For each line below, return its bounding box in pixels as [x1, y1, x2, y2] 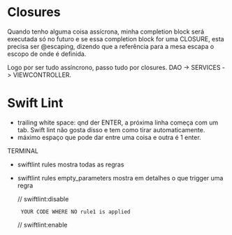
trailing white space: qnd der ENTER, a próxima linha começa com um [17, 118, 219, 127]
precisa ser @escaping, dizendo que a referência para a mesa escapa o [7, 42, 215, 50]
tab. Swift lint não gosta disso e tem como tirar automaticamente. [17, 125, 205, 134]
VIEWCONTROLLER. [13, 71, 72, 79]
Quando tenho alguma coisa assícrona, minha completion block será [7, 27, 205, 36]
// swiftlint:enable [17, 220, 68, 229]
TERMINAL [7, 146, 38, 155]
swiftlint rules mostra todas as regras [17, 160, 124, 169]
